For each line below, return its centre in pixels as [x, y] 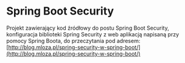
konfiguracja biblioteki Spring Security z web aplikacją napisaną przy [93, 34]
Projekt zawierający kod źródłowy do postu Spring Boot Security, [88, 28]
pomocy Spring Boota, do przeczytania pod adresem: [73, 41]
